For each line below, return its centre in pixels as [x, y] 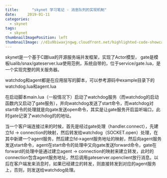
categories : [17, 19]
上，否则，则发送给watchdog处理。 [42, 170]
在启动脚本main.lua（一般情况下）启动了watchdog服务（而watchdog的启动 [82, 97]
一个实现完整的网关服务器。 [34, 69]
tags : [11, 28]
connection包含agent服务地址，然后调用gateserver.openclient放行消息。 [80, 157]
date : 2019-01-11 [28, 14]
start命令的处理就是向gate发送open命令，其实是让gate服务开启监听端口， [81, 109]
